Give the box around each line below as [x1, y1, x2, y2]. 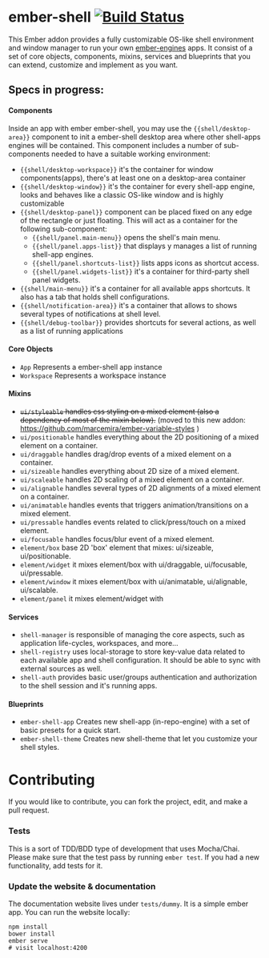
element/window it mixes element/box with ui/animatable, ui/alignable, [19, 576, 248, 586]
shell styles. [19, 743, 60, 752]
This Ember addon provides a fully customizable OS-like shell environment [8, 34, 255, 44]
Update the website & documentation [8, 880, 156, 892]
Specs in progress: [8, 83, 104, 97]
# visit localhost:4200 [8, 944, 88, 952]
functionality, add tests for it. [8, 860, 103, 870]
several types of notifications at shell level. [19, 309, 162, 319]
